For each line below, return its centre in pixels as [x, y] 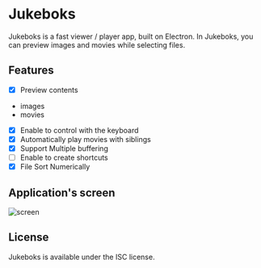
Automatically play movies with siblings [85, 139]
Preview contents [49, 90]
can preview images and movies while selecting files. [97, 44]
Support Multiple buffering [64, 148]
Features [31, 71]
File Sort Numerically [55, 167]
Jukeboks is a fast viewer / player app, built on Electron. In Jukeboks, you [131, 36]
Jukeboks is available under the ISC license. [82, 257]
